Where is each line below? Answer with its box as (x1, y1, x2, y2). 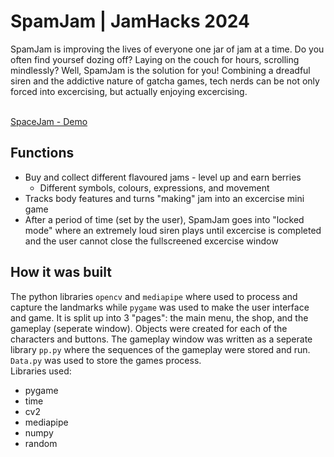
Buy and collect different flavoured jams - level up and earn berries (24, 171, 302, 183)
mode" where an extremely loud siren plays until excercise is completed (24, 224, 322, 236)
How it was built (10, 264, 112, 281)
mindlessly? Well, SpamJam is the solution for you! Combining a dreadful (10, 64, 311, 76)
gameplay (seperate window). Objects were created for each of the (10, 322, 288, 334)
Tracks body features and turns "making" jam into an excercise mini (24, 192, 305, 204)
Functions (10, 145, 75, 162)
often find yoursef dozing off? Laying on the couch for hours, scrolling (10, 53, 300, 65)
